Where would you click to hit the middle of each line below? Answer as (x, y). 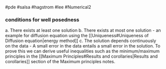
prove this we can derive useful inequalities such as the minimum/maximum (83, 51)
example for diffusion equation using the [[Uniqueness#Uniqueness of (77, 36)
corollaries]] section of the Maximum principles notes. (60, 62)
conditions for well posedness (42, 20)
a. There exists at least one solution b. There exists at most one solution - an (83, 30)
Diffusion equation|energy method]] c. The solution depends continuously (81, 41)
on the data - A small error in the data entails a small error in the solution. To (83, 46)
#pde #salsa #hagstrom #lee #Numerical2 (48, 7)
